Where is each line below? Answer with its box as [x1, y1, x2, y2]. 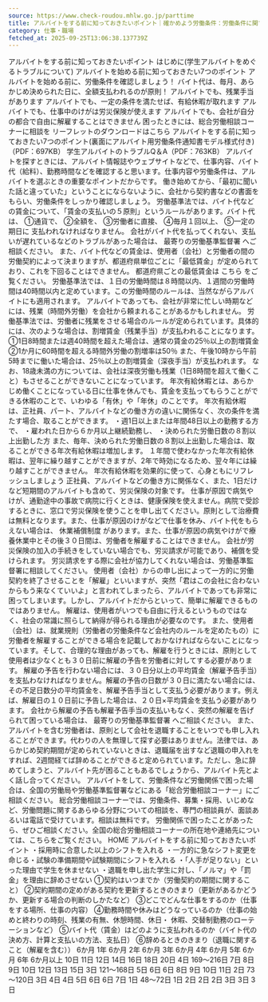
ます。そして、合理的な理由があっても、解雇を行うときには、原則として [22, 646, 258, 655]
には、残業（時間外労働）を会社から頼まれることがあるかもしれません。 [8, 307, 246, 316]
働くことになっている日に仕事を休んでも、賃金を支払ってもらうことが [22, 386, 251, 396]
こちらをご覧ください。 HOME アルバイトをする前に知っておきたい [29, 835, 250, 845]
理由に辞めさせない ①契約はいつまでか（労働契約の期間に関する [29, 875, 244, 885]
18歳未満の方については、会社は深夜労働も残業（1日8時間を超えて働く [22, 366, 253, 376]
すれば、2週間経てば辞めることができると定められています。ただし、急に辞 [8, 755, 257, 765]
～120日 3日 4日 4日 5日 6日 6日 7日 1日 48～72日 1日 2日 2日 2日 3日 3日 [8, 975, 250, 984]
